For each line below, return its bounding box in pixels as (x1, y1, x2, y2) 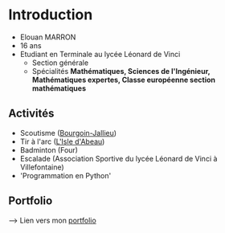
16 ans (19, 40, 42, 50)
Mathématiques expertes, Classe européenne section (31, 75, 215, 84)
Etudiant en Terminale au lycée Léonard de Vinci (19, 49, 181, 59)
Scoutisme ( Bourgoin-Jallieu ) (19, 128, 117, 137)
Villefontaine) (19, 162, 64, 172)
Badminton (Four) (19, 145, 79, 154)
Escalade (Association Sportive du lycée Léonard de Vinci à (19, 153, 218, 163)
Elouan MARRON (19, 32, 76, 42)
